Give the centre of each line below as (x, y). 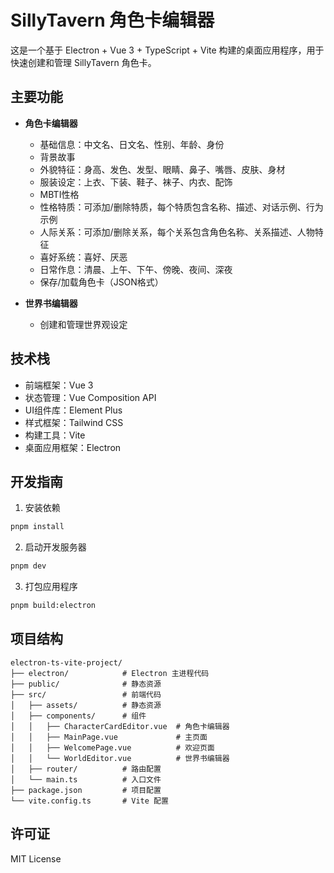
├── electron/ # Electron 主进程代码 (110, 673)
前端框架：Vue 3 (59, 385)
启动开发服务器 (55, 547)
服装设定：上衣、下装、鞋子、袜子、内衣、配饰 (136, 182)
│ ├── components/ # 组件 (78, 716)
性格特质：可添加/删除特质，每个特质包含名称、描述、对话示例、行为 (181, 207)
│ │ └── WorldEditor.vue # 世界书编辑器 (120, 758)
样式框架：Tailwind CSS (74, 422)
